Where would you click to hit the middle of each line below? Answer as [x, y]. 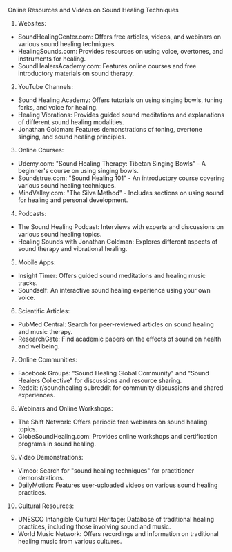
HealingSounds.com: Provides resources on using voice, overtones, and [120, 51]
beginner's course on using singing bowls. [78, 171]
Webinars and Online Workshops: [65, 408]
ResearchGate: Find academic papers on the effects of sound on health [119, 339]
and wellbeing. [39, 346]
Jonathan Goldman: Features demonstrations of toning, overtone [110, 129]
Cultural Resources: [46, 506]
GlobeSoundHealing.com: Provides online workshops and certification [118, 436]
